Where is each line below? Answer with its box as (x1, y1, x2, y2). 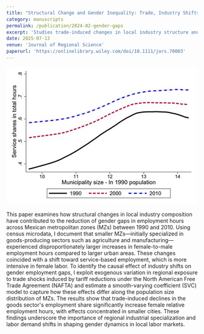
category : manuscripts (6, 16, 64, 23)
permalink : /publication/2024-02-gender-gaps (6, 23, 123, 29)
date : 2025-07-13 (6, 35, 50, 42)
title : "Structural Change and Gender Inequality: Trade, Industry (6, 10, 181, 16)
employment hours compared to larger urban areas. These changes (6, 249, 176, 257)
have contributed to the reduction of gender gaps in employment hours (6, 217, 184, 224)
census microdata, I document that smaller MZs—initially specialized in (6, 230, 184, 237)
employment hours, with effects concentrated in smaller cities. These (6, 307, 180, 315)
